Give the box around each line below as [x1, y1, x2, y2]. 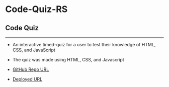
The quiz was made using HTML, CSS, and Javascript [12, 57, 124, 62]
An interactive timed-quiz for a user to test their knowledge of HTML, [12, 42, 156, 47]
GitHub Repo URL [12, 66, 49, 72]
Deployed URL [12, 76, 43, 82]
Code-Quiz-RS [5, 4, 68, 15]
